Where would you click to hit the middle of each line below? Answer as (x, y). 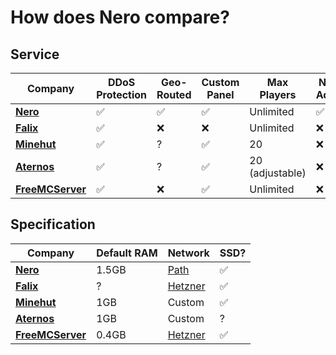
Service (35, 54)
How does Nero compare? (120, 17)
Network (188, 253)
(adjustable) (278, 173)
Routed (174, 94)
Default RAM (127, 253)
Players (278, 94)
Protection (122, 94)
